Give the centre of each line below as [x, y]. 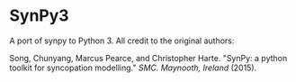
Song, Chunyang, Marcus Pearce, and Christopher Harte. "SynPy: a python [148, 58]
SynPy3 [39, 16]
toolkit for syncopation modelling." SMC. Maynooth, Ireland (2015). [133, 68]
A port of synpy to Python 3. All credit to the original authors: [122, 41]
